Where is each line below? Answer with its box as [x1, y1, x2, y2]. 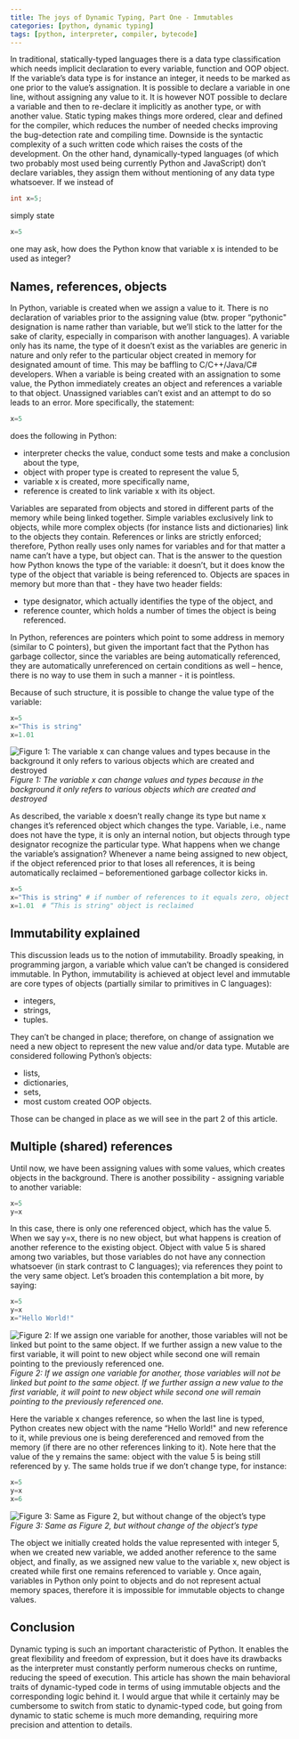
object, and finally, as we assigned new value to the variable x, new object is [10, 1556, 290, 1567]
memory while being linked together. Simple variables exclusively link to [10, 512, 274, 523]
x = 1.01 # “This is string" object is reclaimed [10, 901, 194, 911]
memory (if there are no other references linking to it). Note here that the [10, 1442, 277, 1452]
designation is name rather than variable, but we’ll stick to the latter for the [10, 321, 283, 332]
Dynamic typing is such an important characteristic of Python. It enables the [10, 1644, 289, 1654]
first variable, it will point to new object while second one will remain [10, 1386, 262, 1398]
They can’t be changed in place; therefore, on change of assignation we [10, 1031, 274, 1042]
